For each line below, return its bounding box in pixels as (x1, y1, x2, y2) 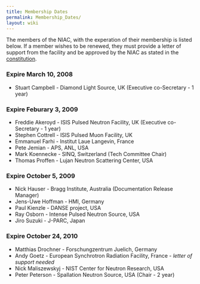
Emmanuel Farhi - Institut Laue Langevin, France (14, 138, 134, 145)
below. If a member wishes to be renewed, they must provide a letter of (6, 42, 181, 50)
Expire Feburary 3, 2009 (6, 105, 79, 114)
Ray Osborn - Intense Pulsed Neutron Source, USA (14, 210, 140, 218)
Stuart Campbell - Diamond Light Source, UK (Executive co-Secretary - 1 (14, 84, 194, 91)
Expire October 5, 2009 (6, 172, 76, 180)
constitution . (6, 55, 37, 63)
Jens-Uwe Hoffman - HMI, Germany (14, 198, 104, 205)
